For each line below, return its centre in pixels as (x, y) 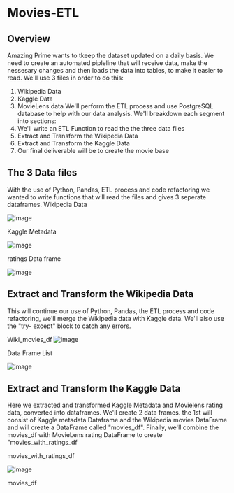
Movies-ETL (43, 13)
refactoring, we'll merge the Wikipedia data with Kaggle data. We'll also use (116, 318)
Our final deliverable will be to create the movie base (93, 151)
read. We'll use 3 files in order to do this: (65, 78)
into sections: (37, 121)
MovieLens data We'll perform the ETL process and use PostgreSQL (115, 106)
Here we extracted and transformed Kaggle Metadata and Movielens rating (115, 405)
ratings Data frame (34, 258)
